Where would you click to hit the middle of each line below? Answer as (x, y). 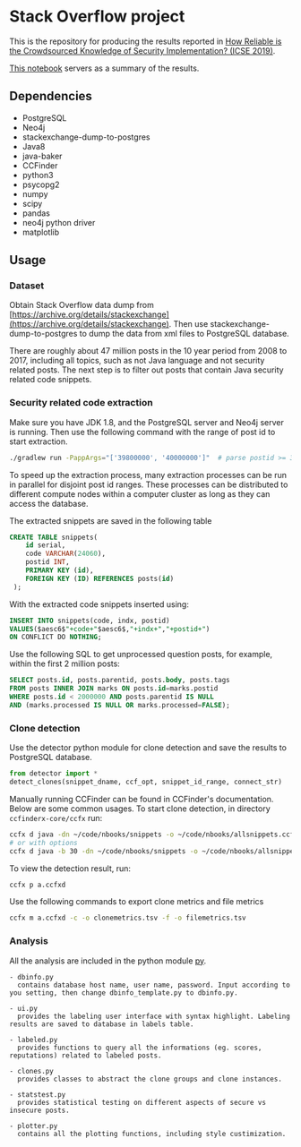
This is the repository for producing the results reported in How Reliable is (146, 41)
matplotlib (41, 232)
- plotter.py (34, 1126)
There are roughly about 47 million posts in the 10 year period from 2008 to (148, 351)
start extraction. (39, 441)
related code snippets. (51, 380)
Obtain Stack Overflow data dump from (82, 305)
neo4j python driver (59, 222)
